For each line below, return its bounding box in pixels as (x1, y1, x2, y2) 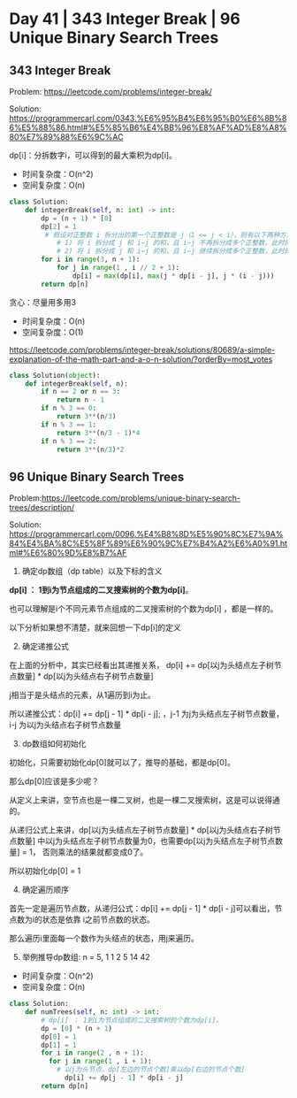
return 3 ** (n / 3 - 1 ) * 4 (56, 428, 141, 437)
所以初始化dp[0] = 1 (9, 865, 81, 876)
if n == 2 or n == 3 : (41, 388, 121, 396)
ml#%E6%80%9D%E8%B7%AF (9, 548, 127, 558)
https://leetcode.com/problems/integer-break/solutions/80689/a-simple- (9, 344, 276, 355)
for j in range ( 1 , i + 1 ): (48, 1057, 152, 1066)
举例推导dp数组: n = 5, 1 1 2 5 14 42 (21, 952, 150, 963)
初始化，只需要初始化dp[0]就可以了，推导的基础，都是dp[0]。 (9, 757, 236, 768)
